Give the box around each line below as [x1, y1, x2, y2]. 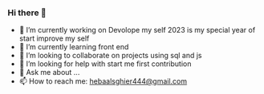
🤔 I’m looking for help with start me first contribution [18, 59, 192, 69]
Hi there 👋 [7, 7, 47, 18]
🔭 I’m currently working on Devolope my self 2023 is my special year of [18, 25, 256, 35]
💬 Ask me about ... [18, 68, 80, 77]
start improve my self [18, 33, 90, 43]
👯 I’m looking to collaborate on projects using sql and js [18, 51, 202, 61]
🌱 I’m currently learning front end [18, 42, 129, 52]
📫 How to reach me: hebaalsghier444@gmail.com [18, 76, 188, 86]
